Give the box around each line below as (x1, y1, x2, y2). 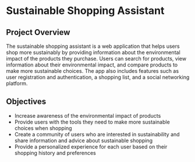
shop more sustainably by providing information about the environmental (6, 49, 180, 56)
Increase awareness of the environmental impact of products (14, 112, 161, 119)
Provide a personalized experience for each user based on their (14, 143, 168, 150)
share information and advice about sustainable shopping (14, 137, 153, 144)
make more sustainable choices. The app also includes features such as (6, 68, 179, 74)
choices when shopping (14, 124, 72, 132)
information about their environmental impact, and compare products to (6, 61, 178, 68)
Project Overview (6, 27, 70, 37)
